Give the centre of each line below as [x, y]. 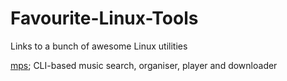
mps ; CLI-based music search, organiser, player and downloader [144, 65]
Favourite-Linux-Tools [104, 18]
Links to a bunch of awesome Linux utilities [99, 46]
